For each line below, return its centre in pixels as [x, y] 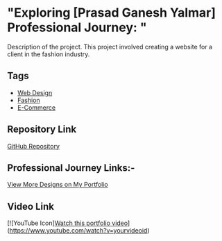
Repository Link [42, 130]
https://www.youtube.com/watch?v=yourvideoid [78, 231]
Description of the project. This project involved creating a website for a [110, 47]
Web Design [35, 92]
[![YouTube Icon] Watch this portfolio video [68, 223]
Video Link [31, 206]
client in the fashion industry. [49, 54]
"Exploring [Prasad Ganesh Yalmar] [112, 13]
